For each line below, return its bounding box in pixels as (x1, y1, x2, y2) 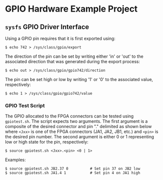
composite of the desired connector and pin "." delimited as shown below (5, 124, 152, 130)
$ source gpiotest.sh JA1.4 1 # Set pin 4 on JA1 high (5, 171, 140, 176)
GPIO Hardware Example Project (5, 3, 138, 15)
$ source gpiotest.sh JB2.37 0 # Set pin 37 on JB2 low (5, 166, 140, 171)
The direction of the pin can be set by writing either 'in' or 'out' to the (5, 53, 144, 59)
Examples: (5, 157, 26, 163)
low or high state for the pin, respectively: (5, 139, 89, 145)
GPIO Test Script (5, 102, 45, 109)
